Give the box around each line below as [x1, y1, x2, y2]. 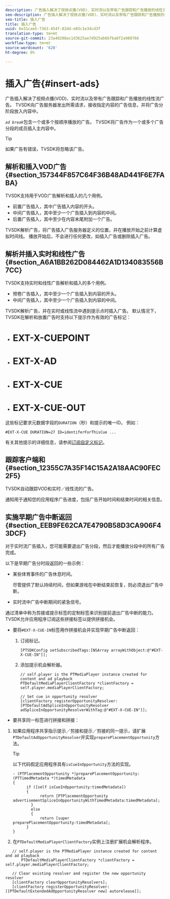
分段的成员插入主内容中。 [5, 125, 59, 132]
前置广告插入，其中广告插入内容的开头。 [12, 204, 97, 210]
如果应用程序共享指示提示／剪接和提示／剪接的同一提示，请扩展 [12, 728, 146, 734]
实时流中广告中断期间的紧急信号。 [12, 599, 84, 605]
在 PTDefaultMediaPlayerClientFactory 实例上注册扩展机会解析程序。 [12, 839, 154, 845]
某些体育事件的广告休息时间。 [12, 571, 75, 577]
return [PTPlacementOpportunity [39, 793, 108, 799]
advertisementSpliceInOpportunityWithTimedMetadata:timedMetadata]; [12, 798, 160, 803]
